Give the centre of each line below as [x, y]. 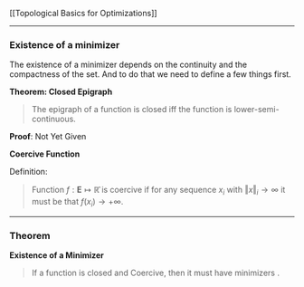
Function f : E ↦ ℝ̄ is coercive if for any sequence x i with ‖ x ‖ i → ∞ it [158, 191]
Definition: [28, 172]
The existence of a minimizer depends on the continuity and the [128, 65]
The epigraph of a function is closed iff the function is [132, 110]
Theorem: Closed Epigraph [61, 92]
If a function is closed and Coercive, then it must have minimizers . [156, 273]
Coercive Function [45, 154]
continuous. [54, 119]
